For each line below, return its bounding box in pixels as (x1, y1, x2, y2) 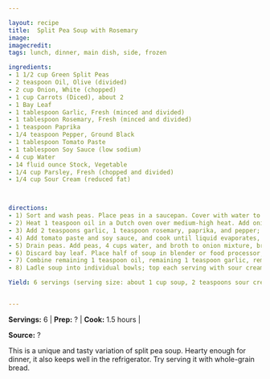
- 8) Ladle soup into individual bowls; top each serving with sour (8, 264, 243, 272)
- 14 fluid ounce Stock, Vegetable (8, 160, 128, 169)
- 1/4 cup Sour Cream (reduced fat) (8, 175, 131, 183)
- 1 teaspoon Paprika (8, 123, 81, 131)
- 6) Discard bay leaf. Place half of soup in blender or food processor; (8, 249, 264, 257)
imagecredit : (8, 41, 52, 49)
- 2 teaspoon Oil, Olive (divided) (8, 78, 128, 86)
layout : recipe (8, 19, 59, 27)
